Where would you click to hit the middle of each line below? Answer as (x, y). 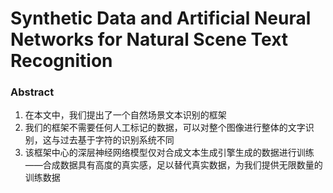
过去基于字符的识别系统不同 (117, 140)
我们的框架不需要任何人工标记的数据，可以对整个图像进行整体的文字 (165, 128)
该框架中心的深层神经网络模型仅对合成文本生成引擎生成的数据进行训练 (169, 153)
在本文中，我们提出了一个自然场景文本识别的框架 (125, 115)
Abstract (32, 92)
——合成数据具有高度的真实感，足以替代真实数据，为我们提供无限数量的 (173, 165)
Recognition (61, 61)
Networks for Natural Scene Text (149, 39)
